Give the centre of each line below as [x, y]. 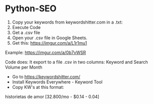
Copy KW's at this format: [38, 87]
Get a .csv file [26, 32]
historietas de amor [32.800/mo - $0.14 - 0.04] [52, 97]
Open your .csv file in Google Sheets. [50, 38]
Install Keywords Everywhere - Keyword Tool [57, 82]
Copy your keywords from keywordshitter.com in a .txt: [67, 22]
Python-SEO [31, 9]
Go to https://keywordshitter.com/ [46, 77]
